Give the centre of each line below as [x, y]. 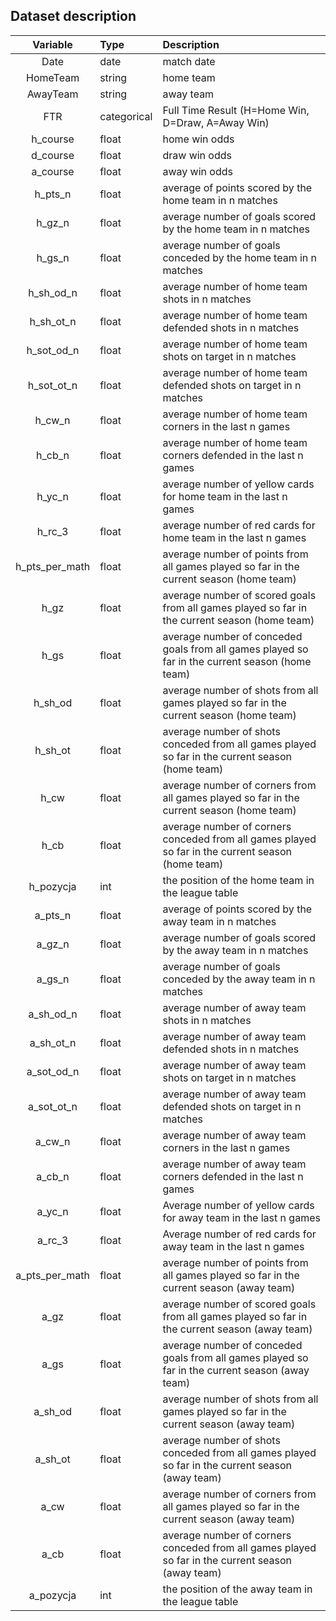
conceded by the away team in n [239, 979]
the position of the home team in [238, 880]
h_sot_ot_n [52, 385]
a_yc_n [52, 1211]
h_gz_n [53, 222]
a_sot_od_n [53, 1071]
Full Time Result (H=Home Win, [236, 110]
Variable [52, 44]
